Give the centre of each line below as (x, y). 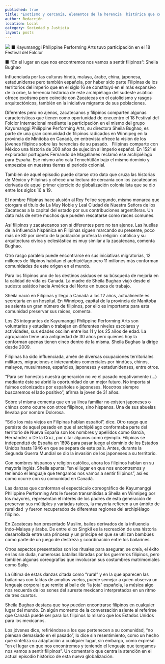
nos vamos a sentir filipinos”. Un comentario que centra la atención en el (78, 651)
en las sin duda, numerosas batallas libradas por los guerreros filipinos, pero (82, 554)
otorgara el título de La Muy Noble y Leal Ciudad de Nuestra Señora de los (80, 205)
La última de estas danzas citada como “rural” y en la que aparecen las (77, 574)
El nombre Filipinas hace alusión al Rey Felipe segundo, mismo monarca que (82, 200)
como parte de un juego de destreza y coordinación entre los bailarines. (78, 540)
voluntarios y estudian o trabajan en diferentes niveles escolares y (72, 326)
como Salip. (17, 565)
